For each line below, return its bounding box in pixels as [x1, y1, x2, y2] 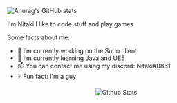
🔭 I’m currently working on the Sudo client [17, 47, 137, 55]
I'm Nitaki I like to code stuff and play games [7, 20, 133, 28]
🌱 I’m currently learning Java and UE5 [17, 54, 125, 62]
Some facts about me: [7, 33, 71, 41]
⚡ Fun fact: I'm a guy [17, 73, 77, 80]
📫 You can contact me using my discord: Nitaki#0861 [17, 62, 171, 70]
